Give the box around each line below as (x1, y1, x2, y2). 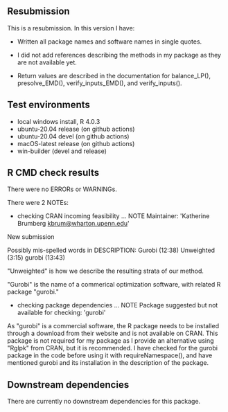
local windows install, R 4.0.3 (17, 117, 100, 125)
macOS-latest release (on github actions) (17, 139, 135, 147)
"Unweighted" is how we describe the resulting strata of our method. (7, 267, 204, 276)
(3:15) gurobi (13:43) (7, 253, 66, 262)
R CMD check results (7, 167, 100, 179)
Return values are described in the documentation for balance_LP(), (17, 71, 211, 80)
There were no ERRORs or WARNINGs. (7, 185, 118, 193)
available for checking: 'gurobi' (17, 308, 106, 317)
